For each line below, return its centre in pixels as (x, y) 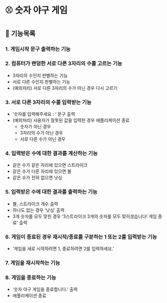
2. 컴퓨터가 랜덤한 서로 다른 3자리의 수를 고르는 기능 (64, 64)
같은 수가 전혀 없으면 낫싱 (37, 178)
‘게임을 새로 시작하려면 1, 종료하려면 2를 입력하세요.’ (63, 248)
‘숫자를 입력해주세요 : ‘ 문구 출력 (44, 114)
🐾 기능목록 (21, 33)
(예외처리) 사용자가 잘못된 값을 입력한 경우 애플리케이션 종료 (71, 120)
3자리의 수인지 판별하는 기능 (40, 75)
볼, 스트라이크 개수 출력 (35, 204)
